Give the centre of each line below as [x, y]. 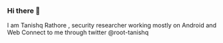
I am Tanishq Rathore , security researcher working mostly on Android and [112, 26]
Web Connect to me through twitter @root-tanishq [78, 32]
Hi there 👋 [24, 11]
